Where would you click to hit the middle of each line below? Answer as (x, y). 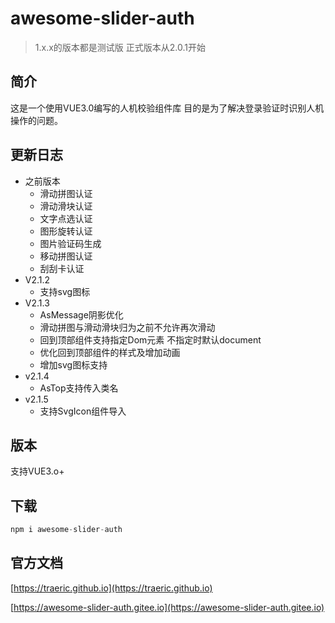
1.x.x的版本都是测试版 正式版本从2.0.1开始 (120, 47)
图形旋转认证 (66, 231)
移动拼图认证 (66, 256)
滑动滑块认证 (66, 206)
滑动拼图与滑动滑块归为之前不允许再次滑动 (127, 327)
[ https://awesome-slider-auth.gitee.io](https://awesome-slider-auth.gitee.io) (167, 607)
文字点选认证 (66, 218)
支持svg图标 (65, 291)
